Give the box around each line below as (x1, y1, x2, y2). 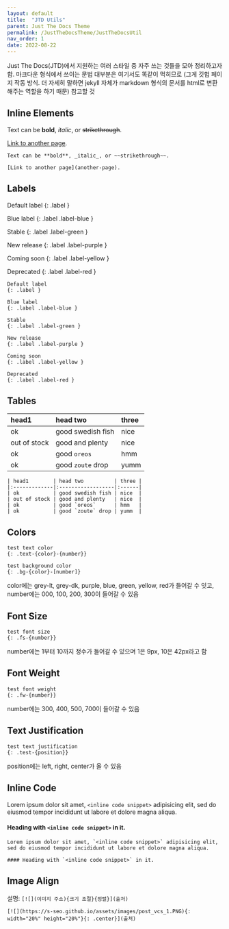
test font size (7, 628, 51, 636)
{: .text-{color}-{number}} (7, 551, 87, 558)
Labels (7, 183, 36, 195)
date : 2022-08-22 (7, 42, 57, 49)
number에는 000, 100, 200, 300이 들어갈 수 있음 (7, 590, 139, 598)
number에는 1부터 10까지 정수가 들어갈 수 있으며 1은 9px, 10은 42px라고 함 (7, 647, 207, 656)
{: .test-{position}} (7, 749, 69, 756)
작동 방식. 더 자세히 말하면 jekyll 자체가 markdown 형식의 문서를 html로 (14, 79, 205, 86)
